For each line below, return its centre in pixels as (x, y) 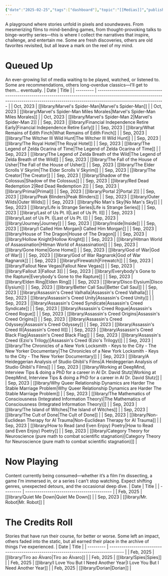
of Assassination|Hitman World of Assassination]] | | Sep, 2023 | (71, 244)
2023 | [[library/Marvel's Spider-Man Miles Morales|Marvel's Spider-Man (80, 111)
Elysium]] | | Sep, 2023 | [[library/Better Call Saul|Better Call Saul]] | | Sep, (81, 287)
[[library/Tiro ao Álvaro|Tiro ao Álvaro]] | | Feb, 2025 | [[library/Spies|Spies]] (83, 557)
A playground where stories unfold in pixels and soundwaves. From (74, 24)
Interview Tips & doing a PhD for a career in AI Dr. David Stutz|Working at (80, 372)
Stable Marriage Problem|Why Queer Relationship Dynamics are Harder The (83, 388)
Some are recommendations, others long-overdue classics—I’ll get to (76, 85)
